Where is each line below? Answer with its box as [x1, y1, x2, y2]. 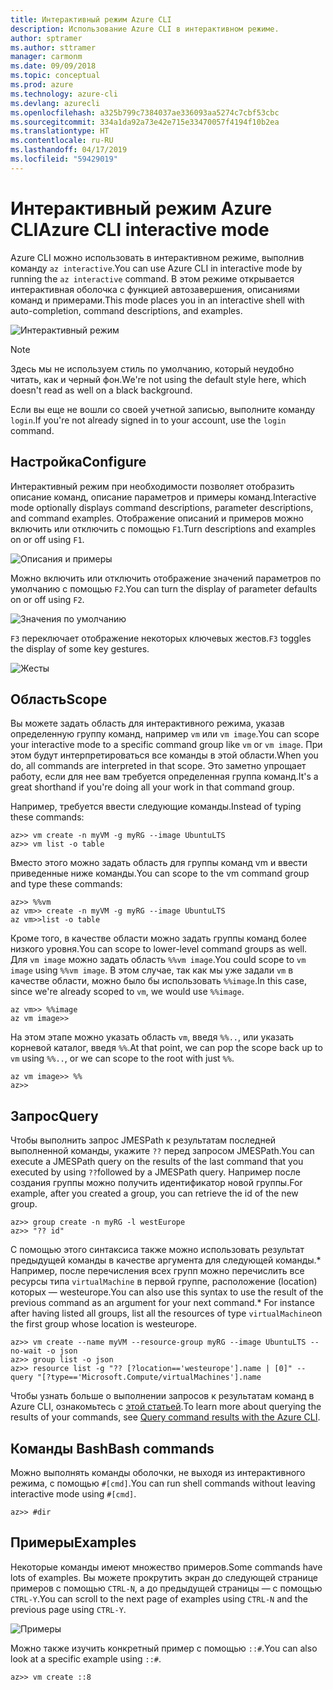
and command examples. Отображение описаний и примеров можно [10, 512, 304, 524]
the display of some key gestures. [10, 642, 150, 655]
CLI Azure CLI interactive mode [10, 218, 270, 241]
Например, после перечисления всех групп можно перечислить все [10, 1265, 305, 1277]
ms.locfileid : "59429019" [10, 154, 118, 164]
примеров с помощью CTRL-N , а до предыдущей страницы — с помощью [10, 1582, 323, 1594]
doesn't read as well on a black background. [10, 384, 193, 396]
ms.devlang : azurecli [10, 98, 101, 108]
